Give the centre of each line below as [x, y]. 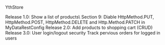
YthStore [14, 7]
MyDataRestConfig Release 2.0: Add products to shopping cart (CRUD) [79, 27]
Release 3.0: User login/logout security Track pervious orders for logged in [83, 33]
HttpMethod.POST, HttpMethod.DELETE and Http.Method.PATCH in [75, 22]
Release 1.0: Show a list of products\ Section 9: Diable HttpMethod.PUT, [80, 17]
